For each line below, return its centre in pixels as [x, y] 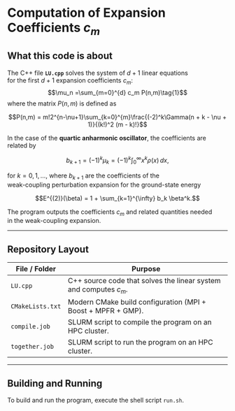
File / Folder [36, 269]
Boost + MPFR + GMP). [106, 311]
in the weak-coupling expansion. [54, 221]
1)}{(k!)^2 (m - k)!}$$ [117, 124]
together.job [33, 347]
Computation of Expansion [86, 13]
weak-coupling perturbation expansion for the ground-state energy [104, 185]
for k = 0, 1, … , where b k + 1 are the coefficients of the [83, 176]
